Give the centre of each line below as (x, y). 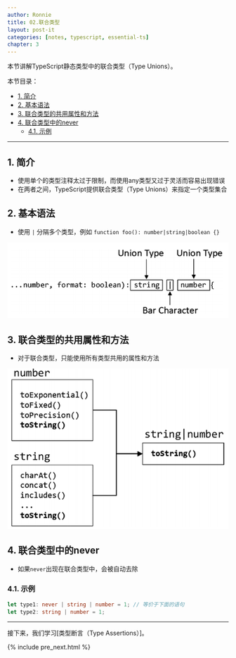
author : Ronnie (29, 15)
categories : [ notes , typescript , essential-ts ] (78, 37)
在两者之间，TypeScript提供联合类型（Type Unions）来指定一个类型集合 (122, 189)
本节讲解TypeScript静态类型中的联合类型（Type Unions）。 (92, 66)
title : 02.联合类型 (34, 22)
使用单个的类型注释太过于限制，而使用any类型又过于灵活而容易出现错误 (121, 180)
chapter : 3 (23, 45)
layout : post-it (31, 30)
